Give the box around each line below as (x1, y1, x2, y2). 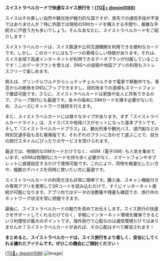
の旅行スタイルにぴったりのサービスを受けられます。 (5, 138, 112, 144)
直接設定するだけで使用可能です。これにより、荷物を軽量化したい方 (22, 161, 159, 166)
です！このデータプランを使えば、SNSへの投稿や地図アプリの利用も (5, 62, 143, 68)
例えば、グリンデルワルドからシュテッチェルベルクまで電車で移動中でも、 (5, 79, 155, 85)
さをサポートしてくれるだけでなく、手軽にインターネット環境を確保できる (5, 212, 155, 217)
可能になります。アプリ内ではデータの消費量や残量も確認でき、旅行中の (13, 189, 159, 195)
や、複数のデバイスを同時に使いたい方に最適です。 (5, 167, 108, 173)
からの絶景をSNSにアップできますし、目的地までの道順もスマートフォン (9, 85, 156, 90)
